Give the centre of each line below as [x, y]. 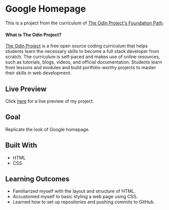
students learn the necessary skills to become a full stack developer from [82, 51]
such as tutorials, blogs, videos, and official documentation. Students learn [84, 62]
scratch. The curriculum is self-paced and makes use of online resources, [83, 57]
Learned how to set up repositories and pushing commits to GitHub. [84, 202]
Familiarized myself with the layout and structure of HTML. [74, 191]
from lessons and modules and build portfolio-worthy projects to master [81, 68]
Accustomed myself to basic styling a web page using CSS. [75, 197]
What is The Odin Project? [34, 35]
